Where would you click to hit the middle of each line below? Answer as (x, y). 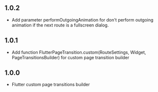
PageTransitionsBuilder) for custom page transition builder (70, 57)
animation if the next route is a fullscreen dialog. (60, 25)
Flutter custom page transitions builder (51, 85)
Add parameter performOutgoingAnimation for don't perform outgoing (82, 20)
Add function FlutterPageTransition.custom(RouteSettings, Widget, (79, 52)
